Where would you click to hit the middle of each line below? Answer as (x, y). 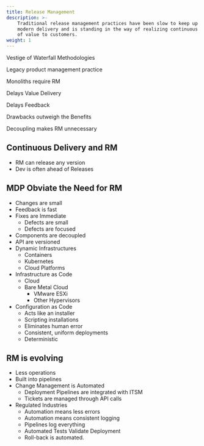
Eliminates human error (53, 326)
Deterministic (41, 339)
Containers (38, 254)
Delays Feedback (28, 105)
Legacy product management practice (54, 70)
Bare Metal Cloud (46, 287)
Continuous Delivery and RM (62, 148)
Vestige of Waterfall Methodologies (51, 58)
